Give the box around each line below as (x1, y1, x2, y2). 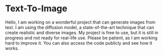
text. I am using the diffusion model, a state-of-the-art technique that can (5, 24, 155, 30)
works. (5, 45, 19, 51)
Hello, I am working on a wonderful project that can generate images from (5, 19, 156, 25)
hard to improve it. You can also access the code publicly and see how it (5, 40, 153, 46)
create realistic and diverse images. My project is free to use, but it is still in (5, 29, 159, 35)
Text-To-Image (5, 3, 68, 14)
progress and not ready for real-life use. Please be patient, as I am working (5, 35, 158, 41)
